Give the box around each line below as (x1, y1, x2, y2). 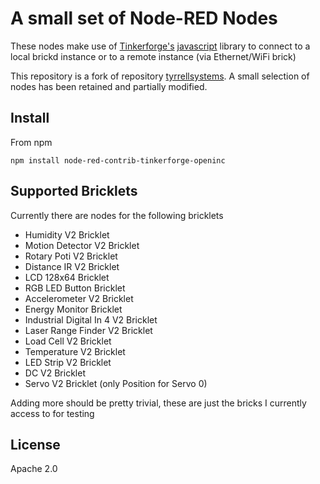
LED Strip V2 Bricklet (24, 356, 112, 368)
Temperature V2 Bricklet (24, 345, 126, 357)
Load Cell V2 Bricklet (24, 335, 112, 347)
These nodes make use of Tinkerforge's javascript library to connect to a (10, 40, 311, 52)
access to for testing (10, 407, 95, 419)
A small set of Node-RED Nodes (10, 7, 278, 30)
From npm (10, 136, 53, 148)
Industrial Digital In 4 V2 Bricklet (24, 313, 158, 326)
